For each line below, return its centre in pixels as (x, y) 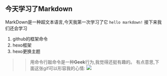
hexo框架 (22, 45)
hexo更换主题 (26, 51)
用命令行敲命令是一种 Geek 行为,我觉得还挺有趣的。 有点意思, (92, 62)
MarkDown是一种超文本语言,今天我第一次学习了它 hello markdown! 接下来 (81, 22)
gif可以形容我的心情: (64, 68)
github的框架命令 (30, 38)
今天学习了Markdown (39, 9)
